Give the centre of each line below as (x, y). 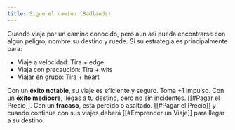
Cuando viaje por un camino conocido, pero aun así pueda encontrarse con (116, 34)
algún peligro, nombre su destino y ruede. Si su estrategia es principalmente (117, 41)
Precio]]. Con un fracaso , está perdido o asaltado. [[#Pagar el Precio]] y (112, 105)
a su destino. (26, 120)
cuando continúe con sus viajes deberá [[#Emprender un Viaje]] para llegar (116, 113)
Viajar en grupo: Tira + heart (58, 77)
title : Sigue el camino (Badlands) (59, 14)
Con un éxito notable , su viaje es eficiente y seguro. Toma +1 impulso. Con (116, 90)
